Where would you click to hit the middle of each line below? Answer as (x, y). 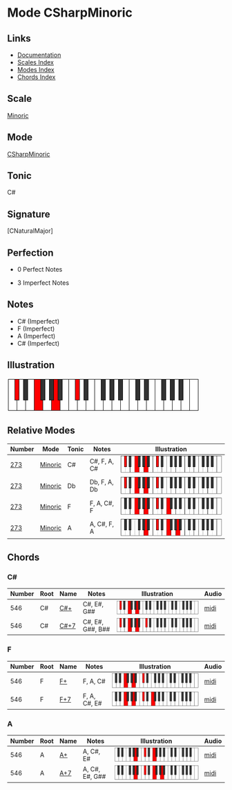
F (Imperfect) (36, 328)
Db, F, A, (101, 482)
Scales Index (35, 62)
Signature (29, 214)
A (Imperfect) (36, 336)
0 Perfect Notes (40, 270)
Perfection (30, 253)
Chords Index (36, 77)
